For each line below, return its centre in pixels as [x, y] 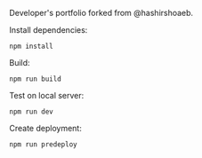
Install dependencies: [48, 30]
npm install [31, 46]
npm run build [36, 79]
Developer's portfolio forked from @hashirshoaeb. [101, 13]
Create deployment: [45, 128]
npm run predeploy [43, 145]
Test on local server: [47, 95]
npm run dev [31, 112]
